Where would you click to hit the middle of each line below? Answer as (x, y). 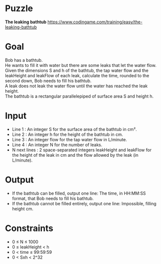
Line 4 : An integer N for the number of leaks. (57, 145)
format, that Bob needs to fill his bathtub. (53, 198)
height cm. (23, 209)
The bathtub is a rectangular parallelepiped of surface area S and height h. (79, 96)
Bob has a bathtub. (24, 60)
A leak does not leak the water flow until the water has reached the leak (76, 86)
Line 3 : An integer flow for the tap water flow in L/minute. (69, 139)
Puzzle (19, 8)
